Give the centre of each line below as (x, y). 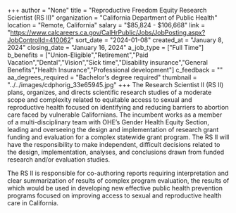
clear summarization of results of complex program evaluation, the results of (118, 181)
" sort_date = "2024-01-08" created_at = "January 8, (147, 40)
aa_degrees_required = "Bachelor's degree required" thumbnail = (102, 77)
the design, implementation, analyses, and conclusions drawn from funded (116, 152)
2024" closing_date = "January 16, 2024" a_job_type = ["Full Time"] (106, 47)
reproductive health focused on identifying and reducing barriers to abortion (118, 107)
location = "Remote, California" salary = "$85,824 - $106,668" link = (106, 25)
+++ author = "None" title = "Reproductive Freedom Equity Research (107, 10)
